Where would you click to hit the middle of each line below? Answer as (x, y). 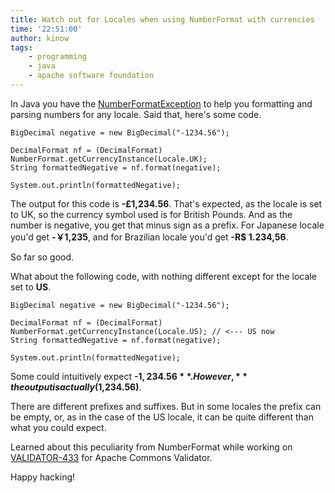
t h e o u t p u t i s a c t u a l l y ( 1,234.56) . (76, 387)
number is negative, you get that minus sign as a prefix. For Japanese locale (167, 225)
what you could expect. (58, 427)
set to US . (31, 287)
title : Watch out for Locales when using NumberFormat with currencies (162, 19)
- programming (57, 57)
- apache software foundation (91, 76)
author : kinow (40, 38)
